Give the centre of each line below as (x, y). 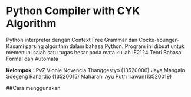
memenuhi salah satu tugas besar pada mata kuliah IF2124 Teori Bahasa (94, 52)
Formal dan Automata (32, 59)
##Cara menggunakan (33, 88)
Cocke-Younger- (159, 40)
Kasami (15, 46)
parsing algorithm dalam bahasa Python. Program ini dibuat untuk (105, 46)
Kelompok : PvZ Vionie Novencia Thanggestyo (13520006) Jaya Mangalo (95, 70)
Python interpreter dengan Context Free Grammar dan (72, 40)
